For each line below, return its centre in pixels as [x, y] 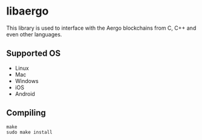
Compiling [26, 113]
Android [25, 94]
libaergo [28, 11]
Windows [27, 81]
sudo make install [29, 132]
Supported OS [34, 54]
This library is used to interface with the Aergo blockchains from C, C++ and [101, 28]
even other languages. [34, 34]
